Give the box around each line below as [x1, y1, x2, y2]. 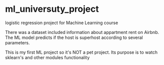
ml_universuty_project [5, 3, 99, 15]
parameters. [5, 39, 30, 45]
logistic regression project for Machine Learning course [5, 20, 119, 26]
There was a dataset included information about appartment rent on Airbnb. [5, 29, 160, 35]
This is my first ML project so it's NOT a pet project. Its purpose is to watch [5, 49, 158, 55]
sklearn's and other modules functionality [5, 54, 90, 60]
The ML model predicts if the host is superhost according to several [5, 34, 143, 40]
